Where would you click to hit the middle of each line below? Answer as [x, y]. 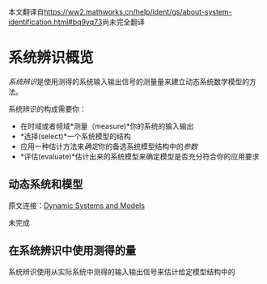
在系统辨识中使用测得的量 [72, 250]
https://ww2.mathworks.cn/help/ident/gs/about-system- [138, 12]
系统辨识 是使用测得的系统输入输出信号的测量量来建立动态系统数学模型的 [129, 81]
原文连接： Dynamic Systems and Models [77, 206]
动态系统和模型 [46, 184]
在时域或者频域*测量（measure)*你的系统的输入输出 [107, 126]
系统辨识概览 [51, 58]
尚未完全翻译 [124, 22]
